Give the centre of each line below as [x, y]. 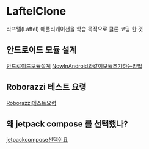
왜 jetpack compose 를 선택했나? [67, 124]
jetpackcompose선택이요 [37, 140]
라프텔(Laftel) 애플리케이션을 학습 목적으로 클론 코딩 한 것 [75, 29]
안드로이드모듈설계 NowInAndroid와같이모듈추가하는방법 [74, 66]
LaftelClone [36, 11]
